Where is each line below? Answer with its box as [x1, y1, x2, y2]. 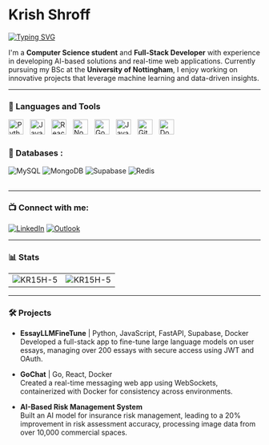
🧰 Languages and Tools [8, 100, 101, 111]
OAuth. [19, 354, 43, 364]
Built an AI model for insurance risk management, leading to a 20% [19, 411, 242, 420]
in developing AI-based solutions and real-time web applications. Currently [8, 56, 256, 66]
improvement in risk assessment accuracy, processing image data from [19, 419, 256, 429]
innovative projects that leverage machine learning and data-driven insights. [8, 73, 259, 83]
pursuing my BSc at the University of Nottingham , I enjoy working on [8, 64, 238, 74]
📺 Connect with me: [8, 202, 90, 213]
